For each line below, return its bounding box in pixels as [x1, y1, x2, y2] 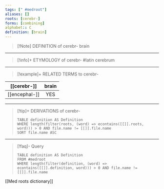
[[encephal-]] [7, 91, 40, 97]
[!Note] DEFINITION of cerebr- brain [17, 43, 90, 49]
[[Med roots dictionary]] [5, 178, 54, 184]
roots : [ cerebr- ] [5, 16, 41, 21]
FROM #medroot [17, 157, 46, 162]
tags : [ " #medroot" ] [5, 7, 47, 12]
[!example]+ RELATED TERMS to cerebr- [17, 71, 99, 77]
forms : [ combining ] [5, 20, 45, 26]
